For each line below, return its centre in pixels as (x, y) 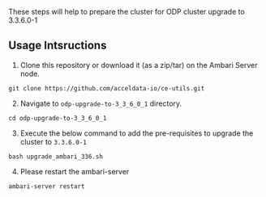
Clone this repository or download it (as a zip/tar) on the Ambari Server (139, 65)
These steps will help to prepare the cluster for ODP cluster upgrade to (127, 12)
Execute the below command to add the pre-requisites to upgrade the (137, 133)
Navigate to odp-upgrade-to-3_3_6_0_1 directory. (101, 103)
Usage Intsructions (58, 46)
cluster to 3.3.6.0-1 (53, 141)
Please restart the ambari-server (75, 171)
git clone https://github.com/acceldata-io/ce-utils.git (107, 88)
